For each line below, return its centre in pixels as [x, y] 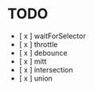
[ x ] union [36, 78]
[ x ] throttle [38, 44]
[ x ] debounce [43, 53]
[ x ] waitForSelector [52, 36]
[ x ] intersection [46, 69]
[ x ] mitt [33, 61]
